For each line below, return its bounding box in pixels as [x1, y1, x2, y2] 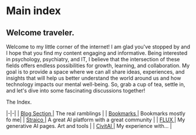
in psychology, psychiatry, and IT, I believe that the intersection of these [6, 56, 180, 62]
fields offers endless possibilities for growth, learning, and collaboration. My [6, 62, 190, 69]
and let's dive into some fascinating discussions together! [6, 87, 146, 94]
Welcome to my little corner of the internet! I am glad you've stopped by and [6, 43, 191, 50]
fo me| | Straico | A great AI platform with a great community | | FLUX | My [6, 116, 185, 123]
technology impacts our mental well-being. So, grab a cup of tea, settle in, [6, 81, 185, 88]
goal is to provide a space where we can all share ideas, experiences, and [6, 68, 185, 75]
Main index [6, 4, 62, 18]
